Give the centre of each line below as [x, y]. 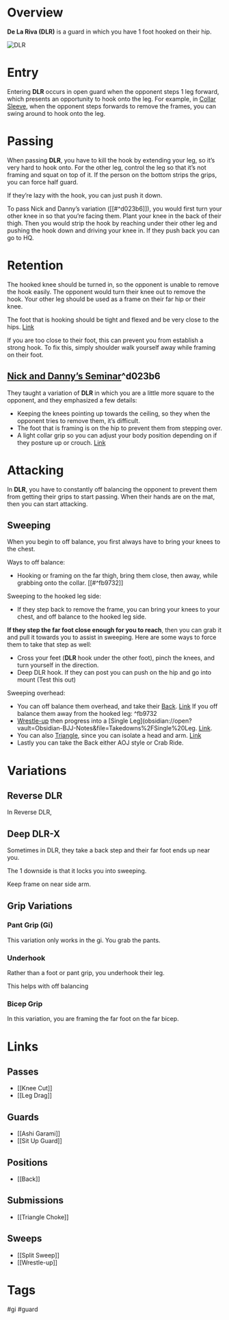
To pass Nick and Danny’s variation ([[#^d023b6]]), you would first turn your [114, 208]
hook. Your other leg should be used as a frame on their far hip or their [107, 299]
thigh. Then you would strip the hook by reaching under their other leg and [112, 223]
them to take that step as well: [50, 645]
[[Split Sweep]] [38, 1255]
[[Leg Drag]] [35, 1096]
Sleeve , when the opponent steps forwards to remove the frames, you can [112, 106]
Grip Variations [40, 905]
